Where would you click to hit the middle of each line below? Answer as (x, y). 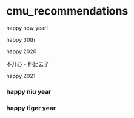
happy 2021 (21, 76)
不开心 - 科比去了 (28, 64)
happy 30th (21, 39)
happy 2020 (22, 51)
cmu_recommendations (67, 11)
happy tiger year (31, 108)
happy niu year (29, 91)
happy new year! (27, 28)
